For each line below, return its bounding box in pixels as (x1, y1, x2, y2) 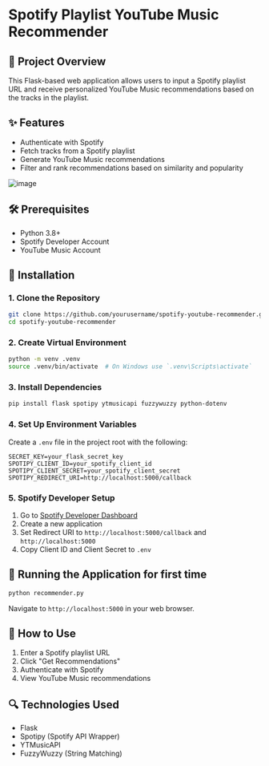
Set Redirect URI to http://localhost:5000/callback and (19, 527, 207, 537)
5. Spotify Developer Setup (8, 492, 115, 503)
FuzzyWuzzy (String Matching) (19, 748, 122, 759)
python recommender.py (8, 589, 84, 597)
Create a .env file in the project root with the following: (8, 437, 188, 447)
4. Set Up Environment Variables (8, 419, 138, 430)
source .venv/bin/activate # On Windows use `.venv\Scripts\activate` (8, 363, 252, 371)
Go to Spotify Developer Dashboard (19, 510, 138, 520)
